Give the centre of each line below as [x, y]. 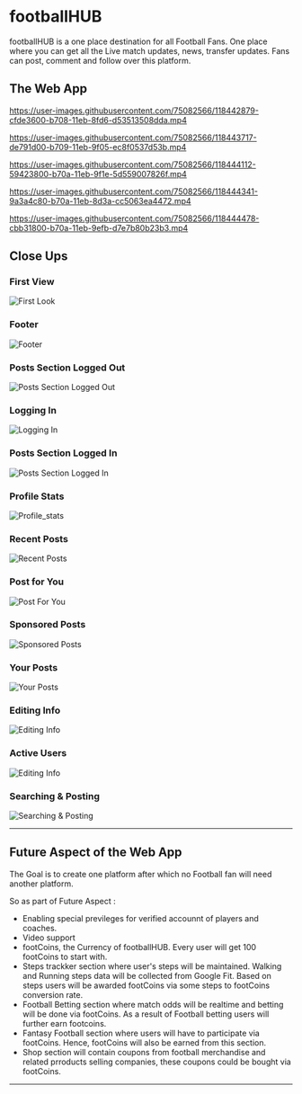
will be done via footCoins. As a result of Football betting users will [146, 1014]
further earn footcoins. [64, 1023]
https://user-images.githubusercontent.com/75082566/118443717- [133, 138]
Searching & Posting [55, 796]
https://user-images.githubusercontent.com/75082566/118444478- [134, 218]
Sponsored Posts [48, 625]
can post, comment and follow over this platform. [100, 60]
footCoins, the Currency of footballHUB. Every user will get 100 [139, 947]
